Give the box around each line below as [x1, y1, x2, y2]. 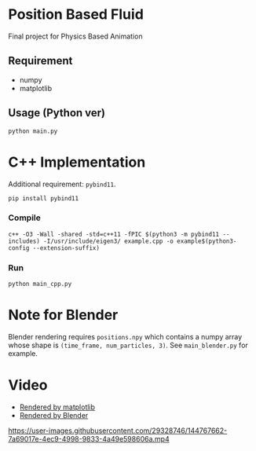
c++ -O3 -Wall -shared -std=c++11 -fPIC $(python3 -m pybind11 [8, 230, 220, 238]
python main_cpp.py [8, 280, 72, 288]
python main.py [8, 127, 58, 135]
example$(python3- [176, 237, 237, 245]
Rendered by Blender [19, 410, 89, 420]
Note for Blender [8, 306, 119, 324]
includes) [8, 237, 41, 245]
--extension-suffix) [32, 244, 101, 252]
